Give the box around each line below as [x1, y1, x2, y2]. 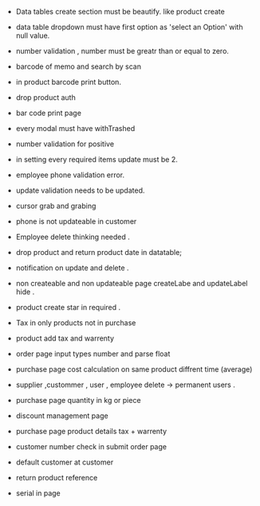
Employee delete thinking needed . [15, 232, 130, 241]
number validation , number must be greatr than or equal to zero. [15, 46, 230, 55]
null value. [15, 31, 50, 40]
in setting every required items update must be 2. [15, 155, 178, 164]
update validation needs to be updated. [15, 185, 145, 195]
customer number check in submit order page [15, 442, 167, 451]
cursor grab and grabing [15, 201, 97, 210]
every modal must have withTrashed [15, 124, 136, 133]
